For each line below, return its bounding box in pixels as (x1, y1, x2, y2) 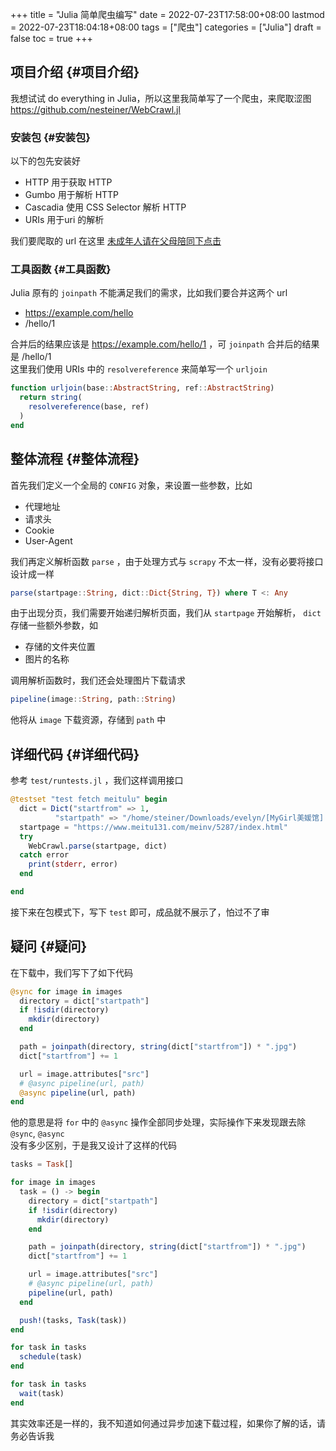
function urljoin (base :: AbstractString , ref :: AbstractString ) (10, 383, 275, 393)
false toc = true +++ (10, 33, 93, 44)
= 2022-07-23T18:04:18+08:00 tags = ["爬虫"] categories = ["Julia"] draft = (10, 21, 322, 33)
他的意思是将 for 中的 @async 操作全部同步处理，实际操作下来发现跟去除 (10, 1116, 307, 1128)
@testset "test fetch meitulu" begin (10, 794, 168, 805)
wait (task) (19, 1388, 65, 1398)
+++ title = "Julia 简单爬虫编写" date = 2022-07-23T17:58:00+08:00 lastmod (10, 9, 325, 20)
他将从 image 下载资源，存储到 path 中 (10, 714, 167, 726)
